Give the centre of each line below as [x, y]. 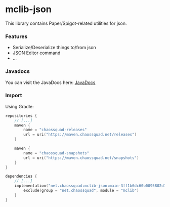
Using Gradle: [19, 106]
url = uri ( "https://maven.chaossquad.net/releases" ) [80, 135]
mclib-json [28, 9]
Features [16, 36]
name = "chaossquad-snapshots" [56, 153]
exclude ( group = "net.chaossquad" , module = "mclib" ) [81, 191]
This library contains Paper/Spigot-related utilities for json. [66, 23]
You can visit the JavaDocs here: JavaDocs [50, 82]
